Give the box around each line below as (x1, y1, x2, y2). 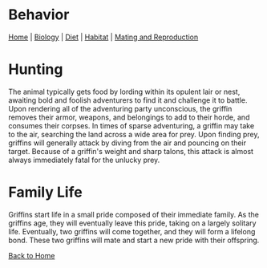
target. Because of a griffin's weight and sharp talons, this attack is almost (8, 146, 254, 156)
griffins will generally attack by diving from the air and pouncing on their (8, 138, 247, 148)
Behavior (8, 6, 70, 24)
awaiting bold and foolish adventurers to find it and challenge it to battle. (8, 95, 248, 105)
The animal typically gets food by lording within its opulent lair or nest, (8, 87, 241, 96)
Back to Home (8, 250, 55, 260)
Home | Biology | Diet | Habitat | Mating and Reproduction (8, 32, 199, 42)
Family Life (8, 183, 83, 201)
